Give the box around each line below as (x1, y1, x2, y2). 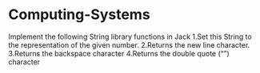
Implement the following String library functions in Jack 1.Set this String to (8, 32, 252, 41)
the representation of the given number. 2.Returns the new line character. (8, 40, 250, 49)
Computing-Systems (8, 6, 150, 24)
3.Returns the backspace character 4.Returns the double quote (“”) (8, 48, 230, 58)
